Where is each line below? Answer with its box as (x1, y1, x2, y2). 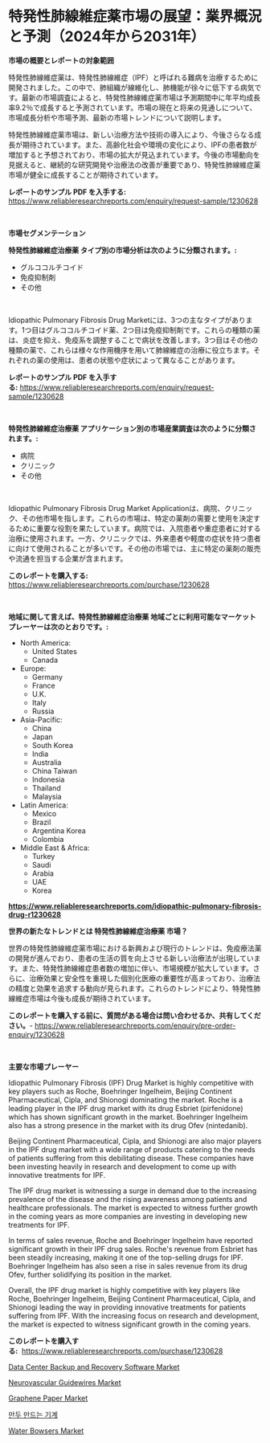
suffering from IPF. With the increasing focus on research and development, (8, 1310, 260, 1320)
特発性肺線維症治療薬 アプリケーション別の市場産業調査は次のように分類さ (8, 423, 257, 433)
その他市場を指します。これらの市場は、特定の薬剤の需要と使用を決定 (21, 513, 254, 523)
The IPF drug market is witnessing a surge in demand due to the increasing (8, 1186, 257, 1196)
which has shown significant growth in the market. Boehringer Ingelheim (8, 1112, 248, 1122)
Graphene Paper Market (8, 1393, 88, 1403)
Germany (31, 672, 63, 681)
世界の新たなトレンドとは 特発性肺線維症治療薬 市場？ (8, 926, 188, 936)
